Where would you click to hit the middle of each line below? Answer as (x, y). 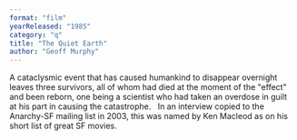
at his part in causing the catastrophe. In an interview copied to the (137, 106)
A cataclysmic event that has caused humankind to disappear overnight (144, 77)
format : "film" (38, 18)
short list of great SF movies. (63, 126)
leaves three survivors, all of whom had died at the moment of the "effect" (148, 87)
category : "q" (36, 35)
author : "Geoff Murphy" (54, 52)
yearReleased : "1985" (50, 26)
